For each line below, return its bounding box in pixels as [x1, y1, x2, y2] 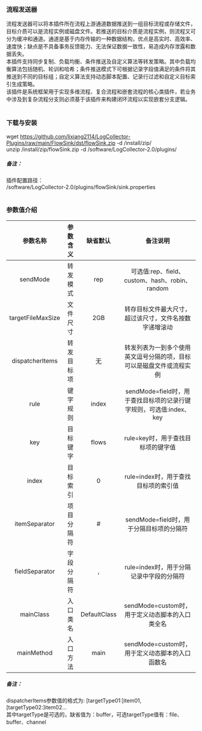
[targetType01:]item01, [86, 697, 142, 704]
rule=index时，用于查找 [124, 472, 191, 480]
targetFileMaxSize [9, 313, 61, 322]
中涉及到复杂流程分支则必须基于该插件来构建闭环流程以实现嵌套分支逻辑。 [6, 95, 191, 103]
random [146, 284, 169, 292]
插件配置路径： [6, 176, 43, 184]
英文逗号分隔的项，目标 [124, 352, 191, 360]
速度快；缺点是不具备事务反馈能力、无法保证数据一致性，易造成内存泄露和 [6, 43, 191, 50]
